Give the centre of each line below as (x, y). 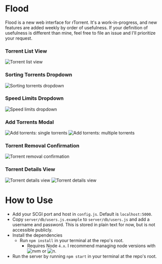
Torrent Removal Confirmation (42, 146)
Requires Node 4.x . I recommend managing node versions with (91, 246)
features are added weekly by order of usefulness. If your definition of (77, 27)
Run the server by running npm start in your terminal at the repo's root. (84, 256)
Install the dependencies (37, 235)
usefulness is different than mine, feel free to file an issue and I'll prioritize (80, 33)
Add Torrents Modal (30, 122)
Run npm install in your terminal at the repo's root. (72, 240)
